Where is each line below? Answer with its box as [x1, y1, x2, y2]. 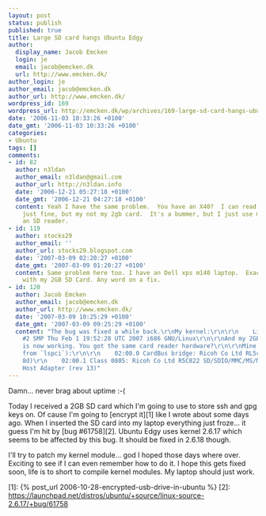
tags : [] [8, 144, 37, 152]
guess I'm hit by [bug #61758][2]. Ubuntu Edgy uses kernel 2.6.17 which [8, 426, 243, 435]
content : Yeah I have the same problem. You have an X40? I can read [15, 202, 257, 210]
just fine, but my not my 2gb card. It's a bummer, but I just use [22, 210, 253, 218]
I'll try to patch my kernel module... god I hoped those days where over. [8, 450, 241, 459]
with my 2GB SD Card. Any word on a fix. [22, 276, 161, 284]
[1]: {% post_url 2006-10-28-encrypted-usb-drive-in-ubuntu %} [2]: [8, 482, 231, 492]
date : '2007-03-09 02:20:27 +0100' [15, 254, 133, 262]
